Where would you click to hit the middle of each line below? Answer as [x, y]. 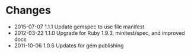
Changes [28, 10]
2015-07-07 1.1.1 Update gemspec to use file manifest [79, 27]
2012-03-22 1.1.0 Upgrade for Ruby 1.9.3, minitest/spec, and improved [99, 33]
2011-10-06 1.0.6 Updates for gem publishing [69, 46]
